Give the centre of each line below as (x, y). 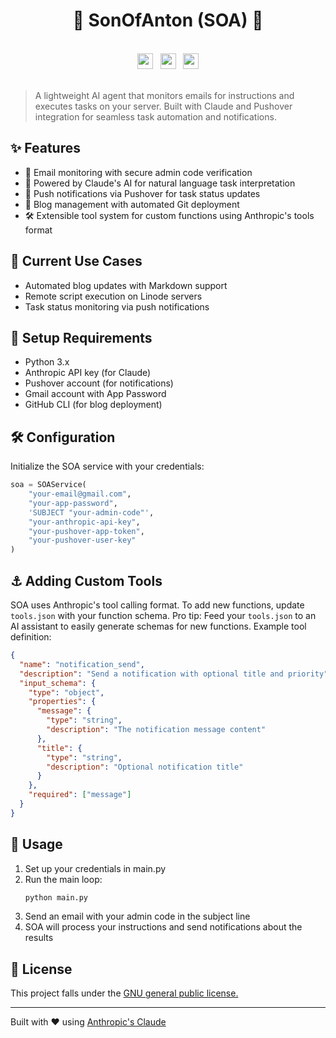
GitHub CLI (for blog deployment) (93, 405)
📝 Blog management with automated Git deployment (132, 204)
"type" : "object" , (66, 692)
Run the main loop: (63, 879)
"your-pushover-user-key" (82, 540)
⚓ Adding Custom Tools (86, 580)
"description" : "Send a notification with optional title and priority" (174, 674)
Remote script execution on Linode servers (113, 296)
